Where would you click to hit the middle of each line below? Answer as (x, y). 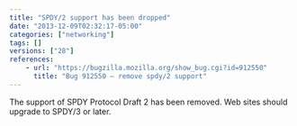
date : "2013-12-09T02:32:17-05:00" (76, 26)
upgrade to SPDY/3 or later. (60, 111)
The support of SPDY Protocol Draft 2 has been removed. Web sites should (148, 102)
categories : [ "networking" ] (62, 34)
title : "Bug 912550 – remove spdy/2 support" (120, 76)
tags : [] (26, 43)
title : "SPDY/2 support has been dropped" (90, 18)
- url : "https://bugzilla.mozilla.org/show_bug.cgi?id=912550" (147, 68)
